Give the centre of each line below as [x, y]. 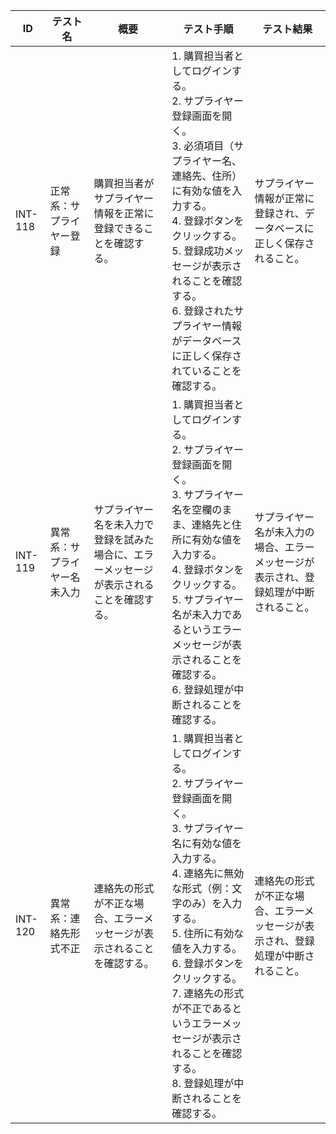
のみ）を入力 [212, 903]
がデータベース [206, 341]
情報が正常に [284, 198]
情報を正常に [124, 213]
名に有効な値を [207, 843]
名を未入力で [124, 524]
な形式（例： [202, 888]
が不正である [202, 1008]
